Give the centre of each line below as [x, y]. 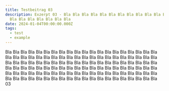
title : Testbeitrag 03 [29, 10]
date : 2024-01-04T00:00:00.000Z [39, 24]
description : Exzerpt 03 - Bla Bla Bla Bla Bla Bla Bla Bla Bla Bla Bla [83, 14]
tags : [11, 28]
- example [20, 38]
